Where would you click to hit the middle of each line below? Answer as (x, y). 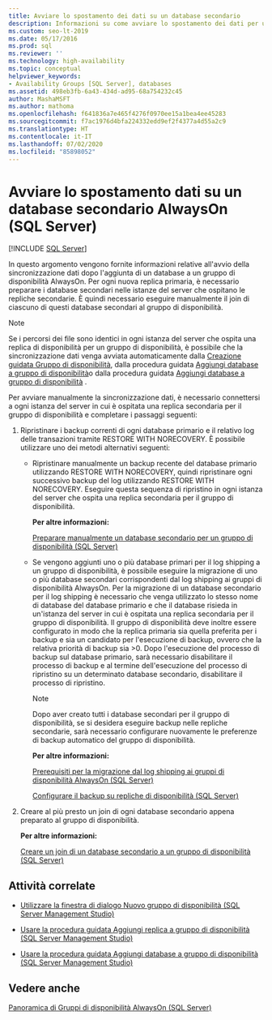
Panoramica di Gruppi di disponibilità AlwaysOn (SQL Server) (110, 1007)
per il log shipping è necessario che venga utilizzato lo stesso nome (145, 597)
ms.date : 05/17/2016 (43, 39)
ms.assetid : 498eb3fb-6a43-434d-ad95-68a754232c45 (96, 91)
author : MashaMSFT (39, 99)
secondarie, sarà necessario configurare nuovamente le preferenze (144, 731)
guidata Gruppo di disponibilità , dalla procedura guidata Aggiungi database (134, 365)
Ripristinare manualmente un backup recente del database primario (144, 464)
